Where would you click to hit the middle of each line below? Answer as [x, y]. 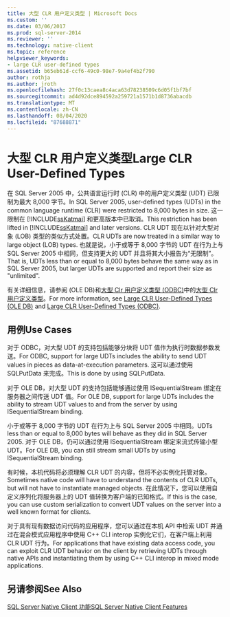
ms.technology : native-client [50, 45]
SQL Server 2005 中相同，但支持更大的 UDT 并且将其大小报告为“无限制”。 [112, 253]
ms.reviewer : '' [30, 39]
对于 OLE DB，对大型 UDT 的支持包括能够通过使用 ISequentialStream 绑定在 [114, 388]
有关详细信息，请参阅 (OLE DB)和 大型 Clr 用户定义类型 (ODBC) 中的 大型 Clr [113, 290]
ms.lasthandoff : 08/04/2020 [47, 116]
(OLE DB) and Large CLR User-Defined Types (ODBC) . [84, 306]
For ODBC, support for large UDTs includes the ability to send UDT [113, 356]
